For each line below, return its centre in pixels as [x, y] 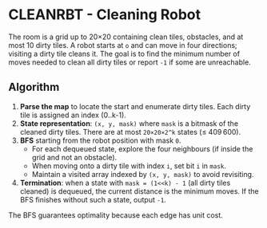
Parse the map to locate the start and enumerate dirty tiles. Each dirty [135, 106]
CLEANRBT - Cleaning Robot [105, 15]
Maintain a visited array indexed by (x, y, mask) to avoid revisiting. [143, 174]
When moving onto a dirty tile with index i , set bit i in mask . [129, 166]
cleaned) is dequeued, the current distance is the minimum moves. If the [139, 191]
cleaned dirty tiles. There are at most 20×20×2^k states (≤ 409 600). [130, 132]
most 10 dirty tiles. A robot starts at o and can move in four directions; [123, 45]
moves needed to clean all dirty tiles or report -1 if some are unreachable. [130, 62]
